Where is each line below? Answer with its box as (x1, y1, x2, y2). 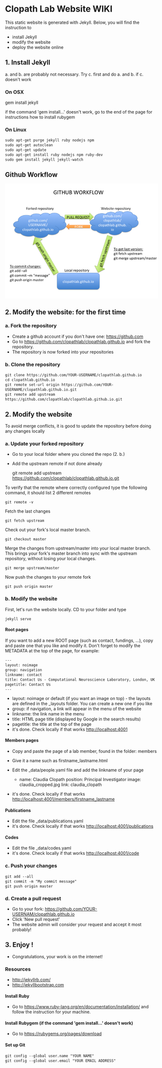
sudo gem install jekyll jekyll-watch (5, 157, 83, 162)
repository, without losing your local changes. (5, 556, 96, 562)
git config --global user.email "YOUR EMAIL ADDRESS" (5, 1058, 116, 1063)
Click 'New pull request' (12, 916, 60, 922)
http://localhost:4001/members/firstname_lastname (12, 796, 115, 802)
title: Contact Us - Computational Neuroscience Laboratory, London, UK (5, 677, 155, 682)
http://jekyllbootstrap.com (12, 982, 65, 988)
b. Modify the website (5, 596, 58, 602)
